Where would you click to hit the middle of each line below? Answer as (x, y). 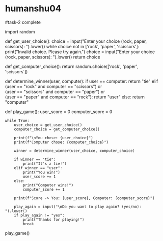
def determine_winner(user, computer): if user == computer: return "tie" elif (81, 81)
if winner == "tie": (35, 159)
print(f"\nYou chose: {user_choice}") (54, 138)
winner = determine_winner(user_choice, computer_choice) (74, 151)
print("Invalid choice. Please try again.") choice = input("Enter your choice (80, 52)
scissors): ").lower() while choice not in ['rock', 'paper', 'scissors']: (72, 46)
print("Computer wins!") (48, 185)
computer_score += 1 (44, 189)
